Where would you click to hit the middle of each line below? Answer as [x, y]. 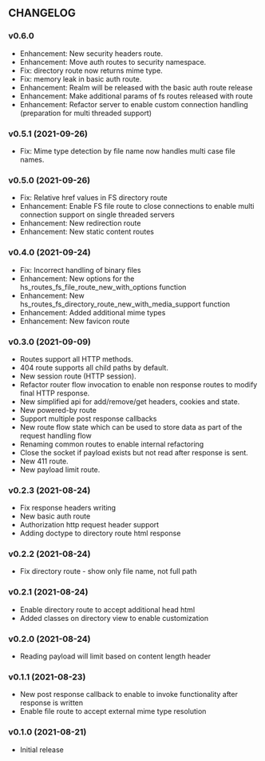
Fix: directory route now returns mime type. [91, 70]
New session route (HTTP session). [78, 376]
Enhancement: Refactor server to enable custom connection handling [134, 104]
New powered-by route [58, 410]
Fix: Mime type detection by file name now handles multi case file [127, 150]
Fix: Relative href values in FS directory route [93, 198]
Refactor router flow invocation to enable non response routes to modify [138, 384]
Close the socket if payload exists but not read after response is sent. [134, 452]
